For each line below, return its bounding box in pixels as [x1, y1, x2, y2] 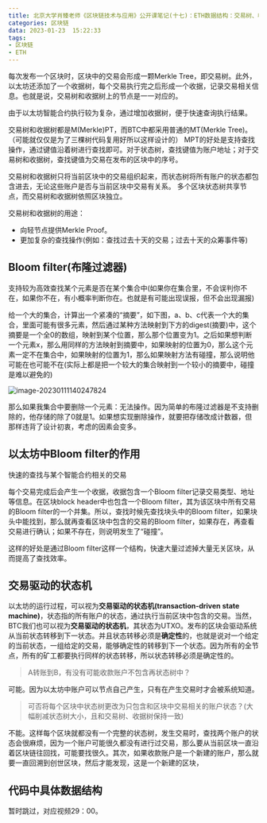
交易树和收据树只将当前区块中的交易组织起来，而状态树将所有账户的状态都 [8, 172, 252, 181]
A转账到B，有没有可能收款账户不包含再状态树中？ [27, 668, 191, 678]
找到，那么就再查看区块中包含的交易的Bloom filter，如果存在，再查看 [29, 516, 255, 526]
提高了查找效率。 [14, 553, 72, 562]
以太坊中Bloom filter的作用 [8, 447, 141, 461]
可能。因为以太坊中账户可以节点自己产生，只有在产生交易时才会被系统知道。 [8, 685, 259, 694]
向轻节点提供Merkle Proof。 [19, 226, 112, 234]
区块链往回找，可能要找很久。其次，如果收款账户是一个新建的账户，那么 [14, 748, 252, 758]
